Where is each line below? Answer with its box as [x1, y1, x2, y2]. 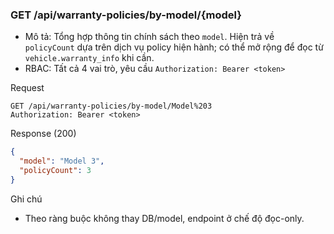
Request [10, 82, 45, 94]
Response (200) [10, 128, 77, 140]
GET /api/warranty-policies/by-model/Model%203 [10, 101, 213, 112]
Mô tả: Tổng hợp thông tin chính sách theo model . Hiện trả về [24, 31, 275, 43]
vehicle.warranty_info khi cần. [24, 52, 155, 64]
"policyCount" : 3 [19, 166, 92, 176]
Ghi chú [10, 193, 43, 205]
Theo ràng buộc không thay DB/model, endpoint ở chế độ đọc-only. [24, 212, 305, 224]
